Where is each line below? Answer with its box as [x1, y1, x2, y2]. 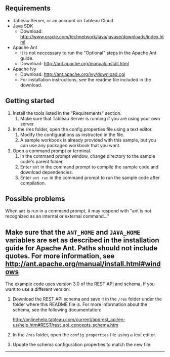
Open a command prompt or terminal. [12, 148, 92, 154]
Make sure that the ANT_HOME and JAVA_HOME [5, 228, 141, 237]
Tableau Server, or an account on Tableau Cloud [12, 17, 114, 23]
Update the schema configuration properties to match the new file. [12, 341, 152, 348]
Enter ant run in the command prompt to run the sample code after [20, 174, 160, 181]
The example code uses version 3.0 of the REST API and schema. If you [5, 281, 155, 287]
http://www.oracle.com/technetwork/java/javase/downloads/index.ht [20, 33, 164, 39]
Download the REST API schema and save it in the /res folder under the [12, 296, 162, 302]
